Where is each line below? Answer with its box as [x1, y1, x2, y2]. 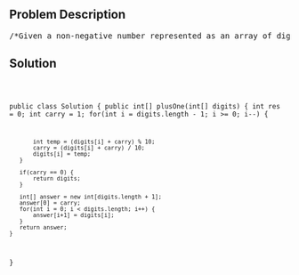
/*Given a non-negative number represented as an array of [9, 30, 273, 41]
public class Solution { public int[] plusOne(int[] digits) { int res [9, 101, 280, 110]
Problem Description [9, 7, 126, 22]
